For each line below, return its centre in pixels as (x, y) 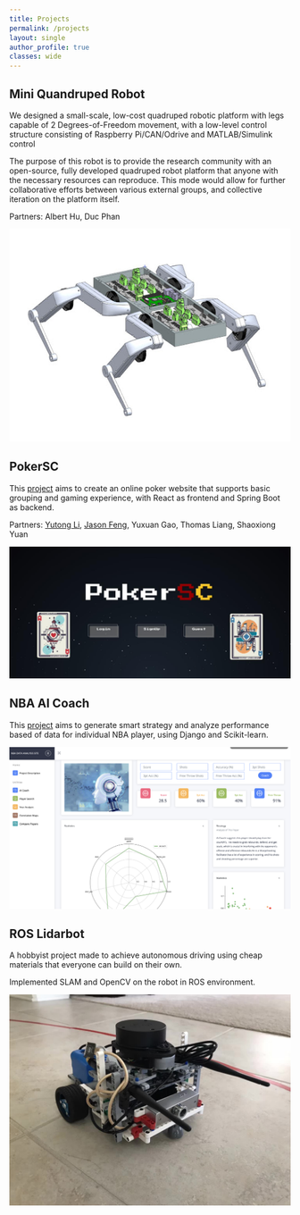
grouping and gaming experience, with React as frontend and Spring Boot (145, 498)
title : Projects (39, 19)
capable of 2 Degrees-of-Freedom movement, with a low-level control (138, 124)
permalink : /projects (50, 28)
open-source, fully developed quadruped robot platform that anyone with (144, 171)
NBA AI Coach (50, 704)
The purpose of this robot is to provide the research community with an (141, 161)
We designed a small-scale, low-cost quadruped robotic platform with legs (146, 115)
